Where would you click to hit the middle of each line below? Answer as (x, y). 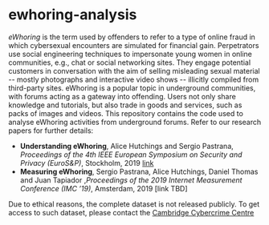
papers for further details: (51, 131)
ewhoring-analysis (73, 15)
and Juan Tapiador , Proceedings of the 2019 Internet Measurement (131, 180)
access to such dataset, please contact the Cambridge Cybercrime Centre (131, 212)
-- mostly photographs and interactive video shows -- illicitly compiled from (134, 79)
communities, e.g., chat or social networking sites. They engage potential (130, 62)
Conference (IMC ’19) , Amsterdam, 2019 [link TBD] (104, 188)
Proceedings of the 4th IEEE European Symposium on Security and (131, 155)
